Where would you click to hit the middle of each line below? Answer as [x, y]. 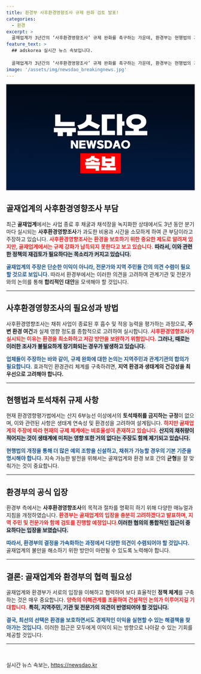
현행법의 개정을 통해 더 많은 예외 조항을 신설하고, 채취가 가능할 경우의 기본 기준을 [99, 451]
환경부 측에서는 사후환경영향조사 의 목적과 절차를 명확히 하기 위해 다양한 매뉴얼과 [100, 508]
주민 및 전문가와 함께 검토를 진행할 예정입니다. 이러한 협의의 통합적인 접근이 [98, 523]
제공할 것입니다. [25, 635]
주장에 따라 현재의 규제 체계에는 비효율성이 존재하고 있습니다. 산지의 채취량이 [106, 431]
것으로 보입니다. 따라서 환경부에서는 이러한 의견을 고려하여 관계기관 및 [94, 274]
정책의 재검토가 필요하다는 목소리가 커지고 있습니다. [72, 254]
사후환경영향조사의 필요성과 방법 [62, 308]
